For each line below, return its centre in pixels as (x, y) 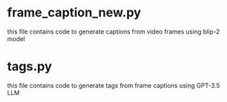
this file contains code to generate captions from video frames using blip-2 (113, 31)
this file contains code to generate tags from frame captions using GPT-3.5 (113, 85)
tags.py (30, 67)
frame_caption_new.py (74, 13)
